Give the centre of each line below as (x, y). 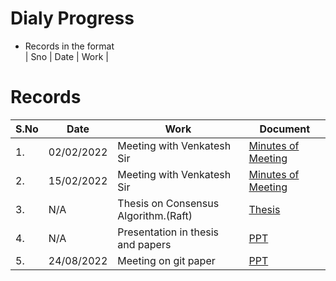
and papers (144, 244)
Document (285, 129)
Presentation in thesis (168, 232)
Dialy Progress (72, 18)
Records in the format (69, 46)
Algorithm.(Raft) (155, 215)
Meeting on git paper (166, 260)
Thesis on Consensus (168, 203)
